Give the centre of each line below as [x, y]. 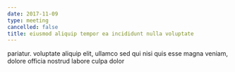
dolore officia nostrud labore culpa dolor [66, 61]
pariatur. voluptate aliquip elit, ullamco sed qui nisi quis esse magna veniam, [117, 54]
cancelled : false [33, 27]
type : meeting [28, 20]
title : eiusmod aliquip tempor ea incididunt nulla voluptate [101, 34]
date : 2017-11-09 [33, 14]
